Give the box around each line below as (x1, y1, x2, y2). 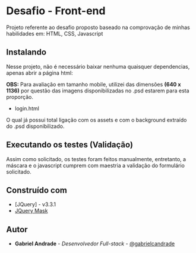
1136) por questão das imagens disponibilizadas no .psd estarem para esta (6, 87, 189, 94)
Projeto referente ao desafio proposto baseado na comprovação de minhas (6, 24, 190, 31)
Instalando (6, 47, 46, 57)
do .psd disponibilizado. (6, 123, 65, 130)
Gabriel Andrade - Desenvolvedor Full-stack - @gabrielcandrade (14, 240, 175, 247)
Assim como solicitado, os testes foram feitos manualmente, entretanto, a (6, 155, 186, 162)
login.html (14, 105, 40, 112)
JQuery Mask (14, 207, 48, 214)
